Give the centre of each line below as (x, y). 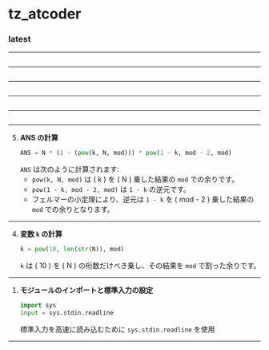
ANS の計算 (39, 138)
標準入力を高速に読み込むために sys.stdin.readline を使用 (117, 329)
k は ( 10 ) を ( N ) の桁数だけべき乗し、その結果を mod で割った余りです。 (140, 266)
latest (20, 39)
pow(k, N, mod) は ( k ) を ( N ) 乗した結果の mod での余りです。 (135, 179)
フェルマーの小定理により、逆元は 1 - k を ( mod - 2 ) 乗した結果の (143, 199)
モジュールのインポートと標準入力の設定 (86, 291)
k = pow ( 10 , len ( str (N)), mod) (72, 250)
